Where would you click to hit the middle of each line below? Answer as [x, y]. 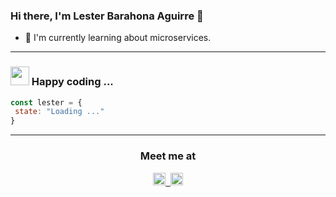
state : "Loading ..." [59, 112]
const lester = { [46, 102]
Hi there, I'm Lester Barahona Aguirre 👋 [107, 16]
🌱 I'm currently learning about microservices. [118, 38]
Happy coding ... [72, 82]
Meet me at [168, 156]
